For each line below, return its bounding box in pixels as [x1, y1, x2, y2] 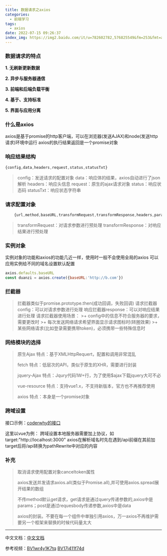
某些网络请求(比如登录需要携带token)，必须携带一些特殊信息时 [17, 325, 146, 331]
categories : [5, 12, 30, 17]
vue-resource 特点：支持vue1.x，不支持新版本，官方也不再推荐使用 [17, 383, 156, 389]
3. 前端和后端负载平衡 [5, 86, 50, 92]
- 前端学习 [9, 16, 29, 21]
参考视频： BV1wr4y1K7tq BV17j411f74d [5, 546, 84, 552]
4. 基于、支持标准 [5, 97, 41, 103]
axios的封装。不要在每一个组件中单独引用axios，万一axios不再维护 [17, 513, 155, 520]
